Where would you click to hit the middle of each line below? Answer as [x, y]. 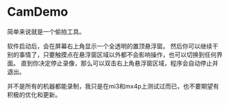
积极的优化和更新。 [34, 94]
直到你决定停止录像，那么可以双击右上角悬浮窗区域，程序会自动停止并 [119, 63]
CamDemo [38, 12]
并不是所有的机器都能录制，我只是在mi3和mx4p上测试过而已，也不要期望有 [113, 86]
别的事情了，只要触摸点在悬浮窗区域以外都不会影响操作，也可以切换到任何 [112, 55]
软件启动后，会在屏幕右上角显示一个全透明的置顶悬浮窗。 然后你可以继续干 [113, 46]
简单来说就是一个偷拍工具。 [46, 31]
